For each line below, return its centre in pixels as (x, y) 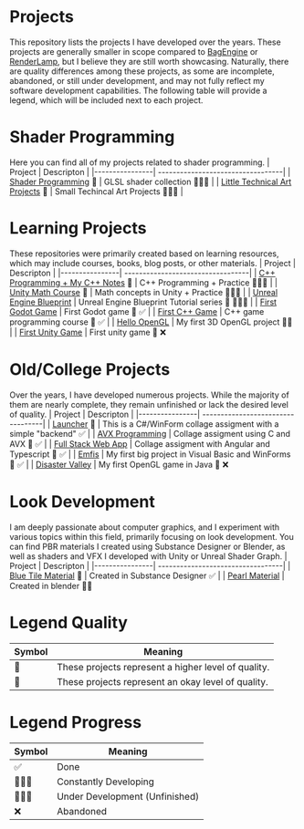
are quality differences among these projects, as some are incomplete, (142, 71)
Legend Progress (76, 722)
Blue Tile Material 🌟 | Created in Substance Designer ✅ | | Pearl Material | (147, 575)
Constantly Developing (105, 782)
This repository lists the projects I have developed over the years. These (145, 42)
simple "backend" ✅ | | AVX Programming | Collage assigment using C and (150, 433)
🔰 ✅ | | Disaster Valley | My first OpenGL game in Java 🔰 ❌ (119, 464)
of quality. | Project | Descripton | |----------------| (105, 414)
